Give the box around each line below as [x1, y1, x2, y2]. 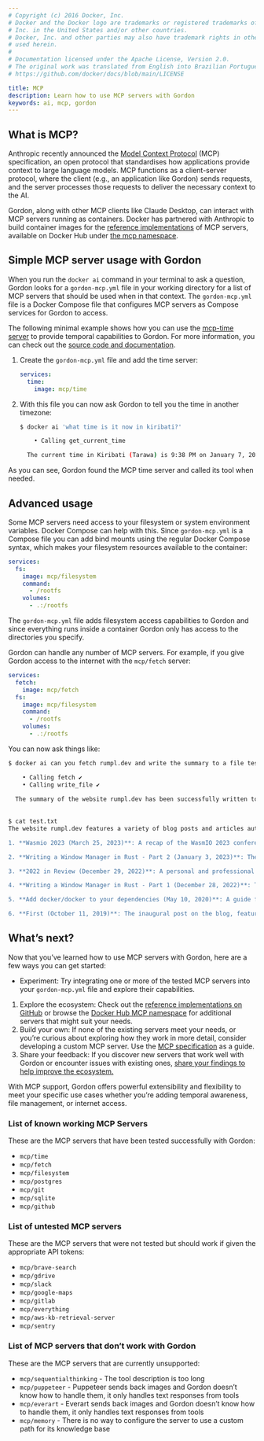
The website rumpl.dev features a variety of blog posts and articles [8, 824, 244, 832]
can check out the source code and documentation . [8, 340, 176, 349]
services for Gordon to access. [8, 308, 108, 317]
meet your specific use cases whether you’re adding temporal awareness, [8, 1090, 248, 1100]
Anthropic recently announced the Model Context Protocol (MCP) [8, 149, 220, 158]
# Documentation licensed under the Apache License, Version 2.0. [8, 56, 230, 64]
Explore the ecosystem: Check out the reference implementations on [19, 1000, 243, 1009]
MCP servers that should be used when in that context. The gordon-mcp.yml [8, 291, 252, 300]
